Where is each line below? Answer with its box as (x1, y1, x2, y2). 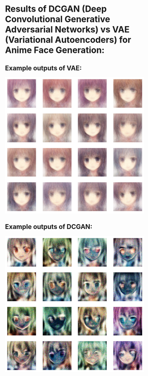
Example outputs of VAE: (5, 64, 82, 72)
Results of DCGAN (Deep (5, 3, 107, 15)
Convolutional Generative (5, 14, 111, 25)
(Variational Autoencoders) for (5, 34, 132, 46)
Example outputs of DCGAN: (5, 223, 93, 231)
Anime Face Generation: (5, 45, 105, 56)
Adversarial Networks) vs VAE (5, 24, 130, 35)
